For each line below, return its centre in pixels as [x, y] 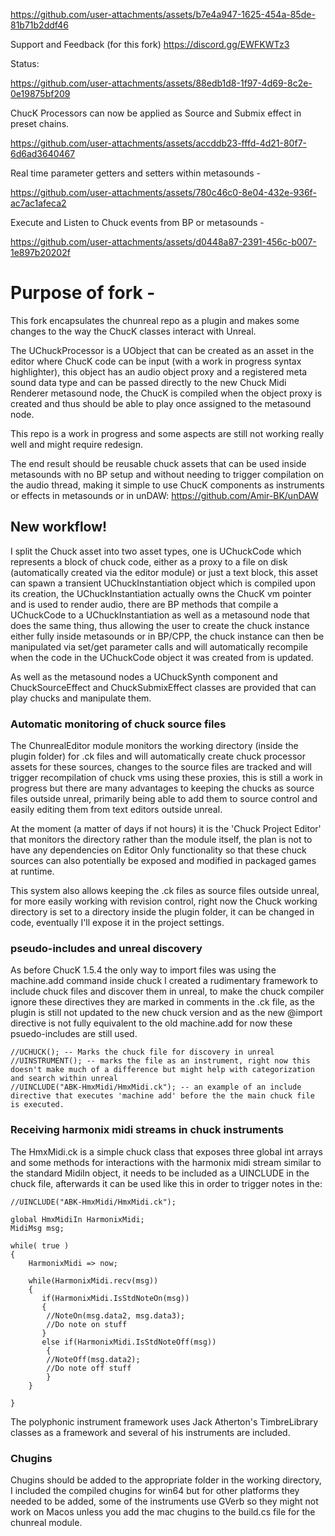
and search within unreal [64, 1079]
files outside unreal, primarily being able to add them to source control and [164, 799]
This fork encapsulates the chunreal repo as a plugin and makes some [155, 320]
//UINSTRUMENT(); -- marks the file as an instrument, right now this [160, 1061]
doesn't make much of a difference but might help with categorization [162, 1070]
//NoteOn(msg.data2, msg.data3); [116, 1315]
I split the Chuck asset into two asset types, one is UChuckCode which [156, 551]
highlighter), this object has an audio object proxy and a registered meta [159, 371]
